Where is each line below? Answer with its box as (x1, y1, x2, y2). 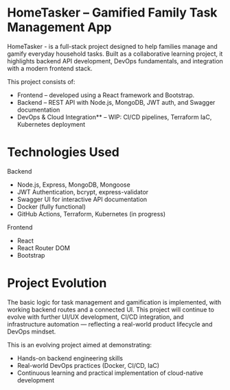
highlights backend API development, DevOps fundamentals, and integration (7, 57, 223, 65)
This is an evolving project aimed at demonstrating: (7, 340, 152, 349)
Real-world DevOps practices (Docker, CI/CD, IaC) (16, 361, 160, 369)
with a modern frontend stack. (7, 64, 93, 72)
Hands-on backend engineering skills (16, 353, 124, 362)
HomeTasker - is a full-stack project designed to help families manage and (7, 42, 218, 50)
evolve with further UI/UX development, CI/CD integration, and (7, 312, 184, 321)
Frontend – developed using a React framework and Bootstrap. (16, 91, 194, 99)
